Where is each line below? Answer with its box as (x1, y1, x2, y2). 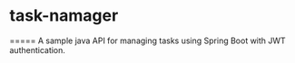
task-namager (9, 5, 119, 26)
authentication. (9, 44, 66, 55)
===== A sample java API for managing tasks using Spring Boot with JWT (9, 35, 286, 46)
